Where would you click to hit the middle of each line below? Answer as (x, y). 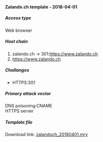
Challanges (17, 70)
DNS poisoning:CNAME (29, 106)
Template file (19, 122)
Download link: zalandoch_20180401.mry (47, 135)
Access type (18, 18)
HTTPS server (19, 111)
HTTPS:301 (24, 82)
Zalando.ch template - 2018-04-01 (41, 7)
